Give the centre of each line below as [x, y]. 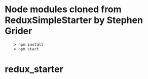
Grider [18, 31]
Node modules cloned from [63, 9]
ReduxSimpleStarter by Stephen [74, 20]
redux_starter [34, 69]
